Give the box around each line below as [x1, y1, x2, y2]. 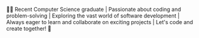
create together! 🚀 [6, 25, 51, 32]
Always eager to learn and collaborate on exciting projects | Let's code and [6, 19, 194, 25]
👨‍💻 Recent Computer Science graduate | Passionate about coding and [6, 6, 181, 13]
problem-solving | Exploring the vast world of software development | [6, 12, 180, 19]
